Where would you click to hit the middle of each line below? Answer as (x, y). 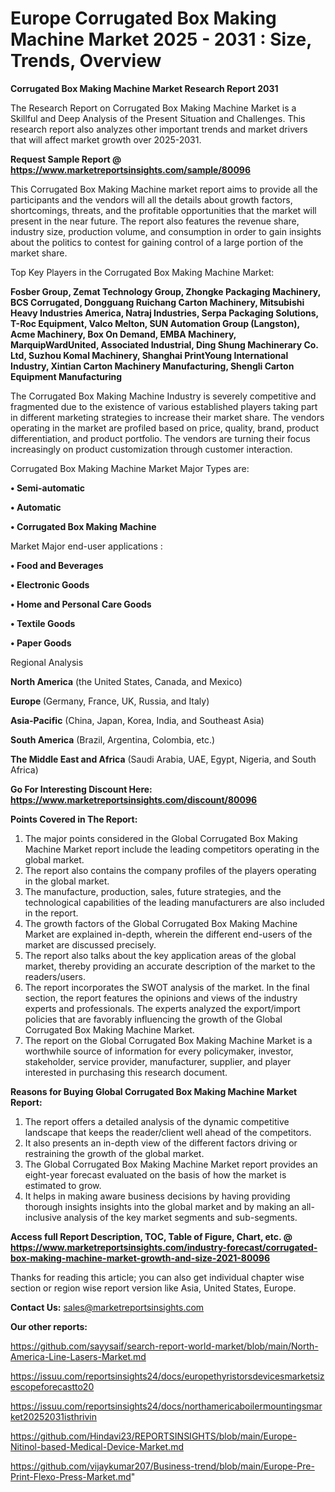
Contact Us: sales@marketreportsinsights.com (107, 1307)
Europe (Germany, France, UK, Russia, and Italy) (110, 701)
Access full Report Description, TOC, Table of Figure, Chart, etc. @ (151, 1236)
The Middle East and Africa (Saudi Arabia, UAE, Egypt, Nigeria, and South (163, 759)
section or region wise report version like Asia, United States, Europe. (153, 1288)
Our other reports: (49, 1326)
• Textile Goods (43, 623)
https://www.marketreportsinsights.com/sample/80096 (131, 169)
